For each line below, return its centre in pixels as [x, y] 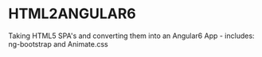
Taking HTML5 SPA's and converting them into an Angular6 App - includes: [131, 36]
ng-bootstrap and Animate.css [59, 44]
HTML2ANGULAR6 [72, 14]
